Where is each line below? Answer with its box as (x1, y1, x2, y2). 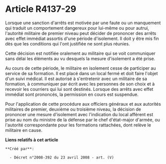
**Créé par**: (5, 146, 35, 151)
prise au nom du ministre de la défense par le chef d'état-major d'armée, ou (5, 117, 160, 123)
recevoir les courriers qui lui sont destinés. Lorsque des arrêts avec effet (5, 86, 154, 92)
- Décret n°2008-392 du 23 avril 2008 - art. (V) (9, 155, 114, 160)
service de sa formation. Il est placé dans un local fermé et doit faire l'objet (5, 70, 158, 76)
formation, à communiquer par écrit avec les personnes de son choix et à (5, 81, 155, 87)
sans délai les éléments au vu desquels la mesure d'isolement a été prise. (5, 55, 155, 61)
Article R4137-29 (5, 3, 77, 15)
